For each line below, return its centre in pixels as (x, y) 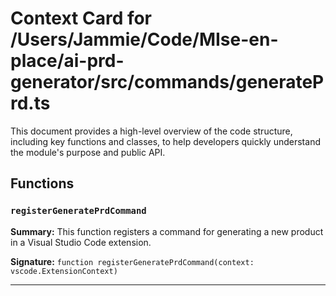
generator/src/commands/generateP (167, 82)
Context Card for (81, 18)
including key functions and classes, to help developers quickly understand (165, 141)
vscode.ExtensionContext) (64, 271)
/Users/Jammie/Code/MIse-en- (144, 39)
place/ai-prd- (67, 61)
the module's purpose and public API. (88, 152)
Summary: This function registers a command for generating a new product (167, 231)
